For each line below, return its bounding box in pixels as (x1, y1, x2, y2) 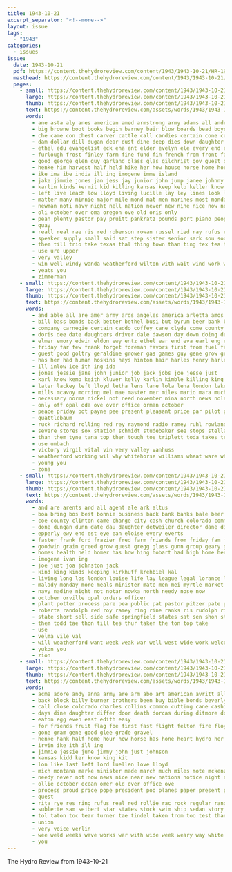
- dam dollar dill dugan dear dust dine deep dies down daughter (32, 139, 224, 146)
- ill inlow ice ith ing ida (32, 363, 116, 370)
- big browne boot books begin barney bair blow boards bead (32, 126, 212, 133)
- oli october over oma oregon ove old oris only (32, 209, 177, 216)
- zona (32, 466, 51, 473)
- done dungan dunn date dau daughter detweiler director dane (32, 523, 217, 530)
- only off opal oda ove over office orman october (32, 402, 184, 409)
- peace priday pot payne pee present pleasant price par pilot (32, 408, 221, 415)
